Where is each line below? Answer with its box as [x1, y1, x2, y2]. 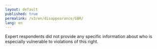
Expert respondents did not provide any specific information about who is [5, 34, 152, 39]
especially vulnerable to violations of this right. [5, 39, 99, 45]
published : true [5, 12, 38, 16]
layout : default [5, 7, 38, 12]
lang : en [5, 20, 23, 25]
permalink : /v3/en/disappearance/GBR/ [5, 16, 84, 21]
